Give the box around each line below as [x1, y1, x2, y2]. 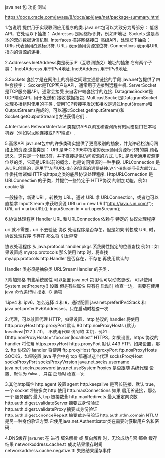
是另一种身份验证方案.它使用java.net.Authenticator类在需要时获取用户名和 [5, 418, 155, 424]
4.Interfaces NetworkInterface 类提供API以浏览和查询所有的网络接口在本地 [5, 124, 157, 129]
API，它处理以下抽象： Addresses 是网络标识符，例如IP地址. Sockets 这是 [5, 31, 155, 36]
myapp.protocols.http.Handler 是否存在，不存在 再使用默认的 [5, 256, 129, 261]
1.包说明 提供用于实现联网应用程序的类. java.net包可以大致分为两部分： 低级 [5, 24, 159, 30]
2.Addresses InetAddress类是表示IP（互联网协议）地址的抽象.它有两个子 [5, 60, 153, 65]
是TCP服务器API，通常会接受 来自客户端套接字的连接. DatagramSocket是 [5, 88, 153, 94]
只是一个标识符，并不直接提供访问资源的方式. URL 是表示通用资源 [22, 153, 156, 159]
